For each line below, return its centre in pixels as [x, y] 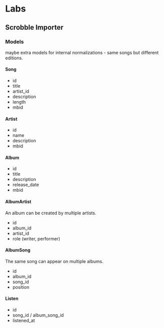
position [21, 287]
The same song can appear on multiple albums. [54, 261]
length [19, 102]
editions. [14, 58]
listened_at [24, 320]
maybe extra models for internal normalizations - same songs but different [82, 52]
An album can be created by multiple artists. [51, 213]
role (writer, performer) [36, 238]
